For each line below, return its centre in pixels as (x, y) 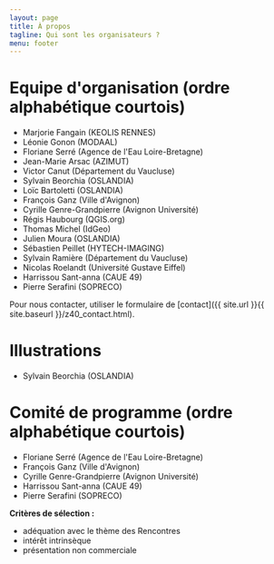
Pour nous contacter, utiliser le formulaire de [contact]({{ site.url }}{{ (137, 304)
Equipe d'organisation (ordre (120, 88)
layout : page (34, 18)
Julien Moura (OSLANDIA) (71, 239)
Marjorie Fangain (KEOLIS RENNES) (89, 133)
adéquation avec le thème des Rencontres (102, 531)
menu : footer (34, 43)
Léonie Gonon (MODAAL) (70, 143)
